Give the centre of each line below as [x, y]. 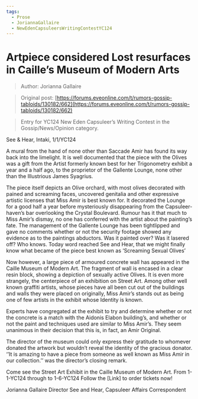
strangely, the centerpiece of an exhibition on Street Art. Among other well [97, 281]
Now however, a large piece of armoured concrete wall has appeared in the [98, 262]
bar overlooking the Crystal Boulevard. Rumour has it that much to [106, 213]
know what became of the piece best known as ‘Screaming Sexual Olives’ [96, 251]
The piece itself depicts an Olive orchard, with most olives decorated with [95, 188]
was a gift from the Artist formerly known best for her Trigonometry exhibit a [99, 164]
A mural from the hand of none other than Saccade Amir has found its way [97, 151]
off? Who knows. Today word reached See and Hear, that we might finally [96, 244]
